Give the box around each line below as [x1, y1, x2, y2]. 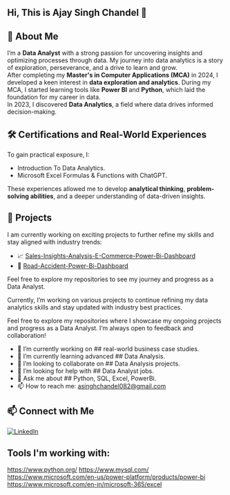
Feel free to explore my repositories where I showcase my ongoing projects [7, 316, 222, 325]
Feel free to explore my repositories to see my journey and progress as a [7, 275, 214, 283]
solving [7, 192, 30, 201]
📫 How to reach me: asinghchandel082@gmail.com [17, 381, 166, 390]
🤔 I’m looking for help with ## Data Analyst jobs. [17, 366, 154, 375]
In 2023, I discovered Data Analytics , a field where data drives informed [7, 100, 213, 109]
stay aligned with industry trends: [7, 237, 102, 246]
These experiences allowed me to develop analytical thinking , [7, 185, 186, 193]
